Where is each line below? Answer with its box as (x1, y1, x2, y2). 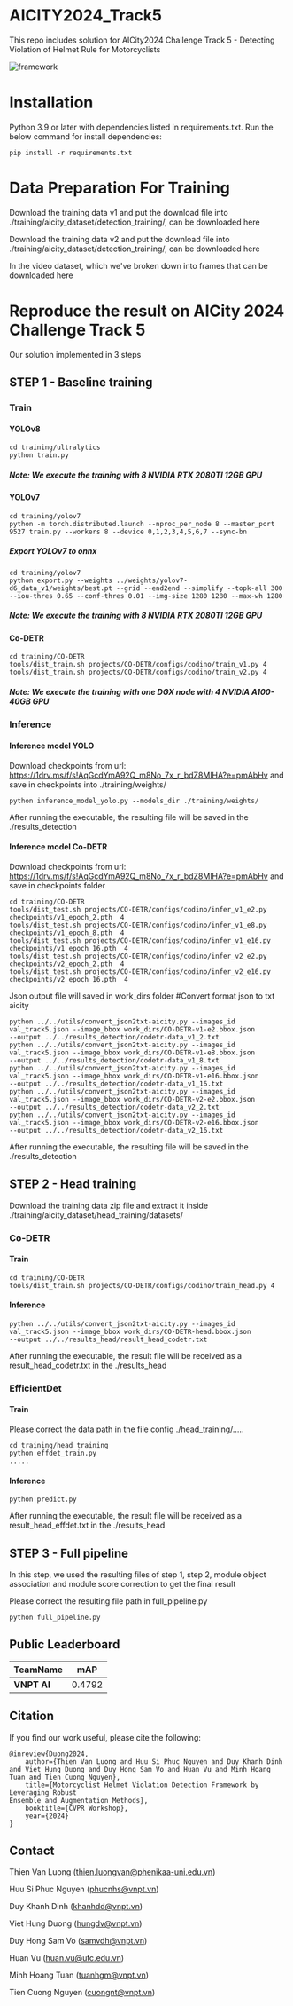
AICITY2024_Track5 (9, 5, 162, 26)
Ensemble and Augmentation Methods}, (9, 1796, 149, 1805)
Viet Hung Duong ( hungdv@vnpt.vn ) (9, 1918, 143, 1929)
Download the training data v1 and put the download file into (9, 207, 228, 217)
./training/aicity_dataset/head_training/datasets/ (9, 1209, 183, 1220)
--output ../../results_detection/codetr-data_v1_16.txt (9, 1079, 224, 1088)
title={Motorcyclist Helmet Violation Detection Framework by (25, 1781, 259, 1789)
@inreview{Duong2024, (9, 1749, 89, 1758)
